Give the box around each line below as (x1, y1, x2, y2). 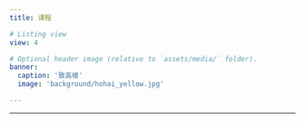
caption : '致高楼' (17, 71, 84, 80)
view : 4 (9, 38, 39, 47)
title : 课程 (9, 13, 52, 23)
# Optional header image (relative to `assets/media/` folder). (9, 54, 258, 63)
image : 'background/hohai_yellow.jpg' (17, 80, 165, 89)
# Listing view (9, 29, 67, 39)
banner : (9, 62, 39, 72)
